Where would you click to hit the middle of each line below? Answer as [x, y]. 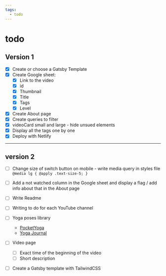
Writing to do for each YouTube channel [53, 208]
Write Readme [27, 198]
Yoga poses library [31, 218]
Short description [37, 258]
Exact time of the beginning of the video [61, 253]
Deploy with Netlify [32, 136]
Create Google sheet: [34, 74]
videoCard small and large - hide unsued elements [63, 125]
